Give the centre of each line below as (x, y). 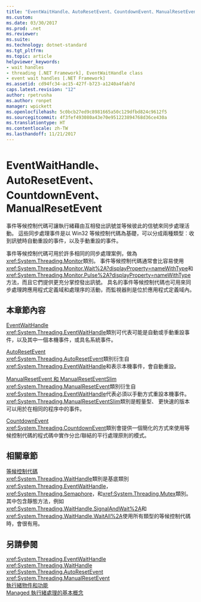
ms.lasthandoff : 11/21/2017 (41, 134)
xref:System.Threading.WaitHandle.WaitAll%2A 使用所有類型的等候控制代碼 (99, 516)
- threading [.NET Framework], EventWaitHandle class (75, 73)
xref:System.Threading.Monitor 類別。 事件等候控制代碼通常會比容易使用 (95, 261)
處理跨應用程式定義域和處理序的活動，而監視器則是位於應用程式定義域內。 (103, 289)
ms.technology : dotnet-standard (46, 45)
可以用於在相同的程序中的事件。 (45, 409)
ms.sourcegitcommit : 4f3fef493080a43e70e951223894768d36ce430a (87, 117)
